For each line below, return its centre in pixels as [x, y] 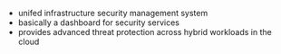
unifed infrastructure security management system [113, 13]
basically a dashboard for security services [98, 22]
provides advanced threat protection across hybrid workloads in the [145, 32]
